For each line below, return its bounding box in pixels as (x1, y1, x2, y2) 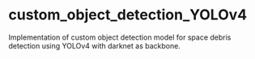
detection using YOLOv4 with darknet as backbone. (8, 40, 181, 50)
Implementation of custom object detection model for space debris (8, 32, 232, 42)
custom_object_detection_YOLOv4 (8, 6, 248, 24)
